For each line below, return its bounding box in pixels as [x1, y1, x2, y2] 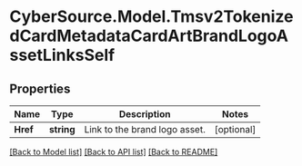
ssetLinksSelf [9, 45, 116, 65]
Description [118, 108, 171, 120]
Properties [9, 81, 71, 96]
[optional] [214, 123, 257, 135]
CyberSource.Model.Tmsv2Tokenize [9, 6, 294, 27]
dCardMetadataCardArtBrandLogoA [9, 25, 289, 46]
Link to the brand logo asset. [84, 123, 206, 135]
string [48, 123, 75, 135]
